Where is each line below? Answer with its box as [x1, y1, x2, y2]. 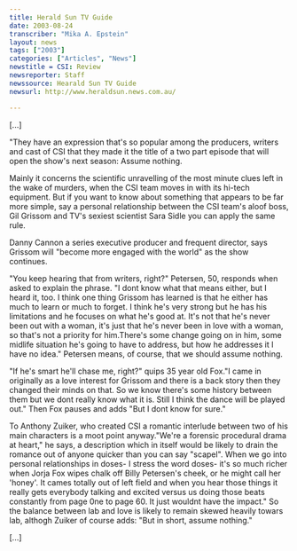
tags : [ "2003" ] [9, 46, 66, 55]
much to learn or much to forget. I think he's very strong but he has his [9, 301, 268, 311]
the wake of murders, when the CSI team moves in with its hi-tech [9, 182, 250, 193]
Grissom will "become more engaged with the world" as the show [9, 246, 249, 257]
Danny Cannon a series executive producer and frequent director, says [9, 237, 268, 248]
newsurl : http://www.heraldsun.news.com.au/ [9, 87, 176, 96]
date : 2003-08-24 [9, 21, 74, 30]
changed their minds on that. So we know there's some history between [9, 384, 272, 395]
